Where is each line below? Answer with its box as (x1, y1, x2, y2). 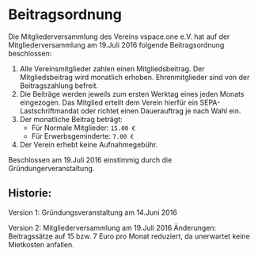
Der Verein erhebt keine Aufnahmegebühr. (19, 139, 158, 149)
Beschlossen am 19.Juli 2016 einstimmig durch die (8, 155, 173, 164)
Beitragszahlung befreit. (19, 81, 99, 90)
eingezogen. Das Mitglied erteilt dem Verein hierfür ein (19, 97, 199, 107)
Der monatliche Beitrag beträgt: (19, 114, 123, 124)
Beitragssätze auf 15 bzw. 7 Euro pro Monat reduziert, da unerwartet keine (8, 231, 251, 241)
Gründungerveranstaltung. (8, 163, 95, 173)
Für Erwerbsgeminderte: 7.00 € (31, 131, 135, 140)
